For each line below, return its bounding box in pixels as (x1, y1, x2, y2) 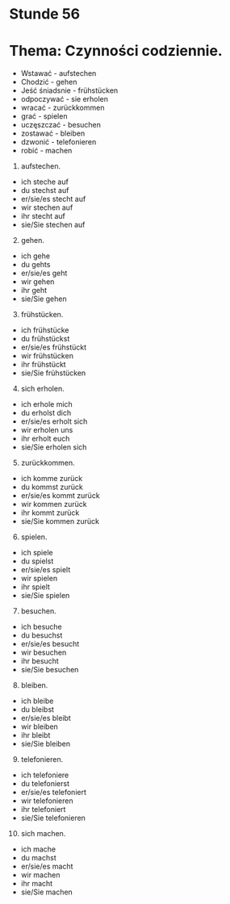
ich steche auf (20, 177, 69, 186)
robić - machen (20, 146, 73, 156)
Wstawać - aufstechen (20, 69, 97, 78)
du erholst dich (20, 408, 72, 418)
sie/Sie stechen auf (20, 220, 86, 230)
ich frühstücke (20, 325, 69, 335)
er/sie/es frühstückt (20, 342, 87, 352)
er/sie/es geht (20, 268, 68, 278)
